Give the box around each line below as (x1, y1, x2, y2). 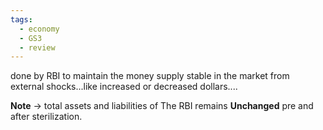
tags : (10, 14, 33, 25)
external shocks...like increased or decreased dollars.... (10, 81, 238, 93)
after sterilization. (10, 111, 83, 123)
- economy (19, 24, 60, 34)
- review (19, 42, 56, 53)
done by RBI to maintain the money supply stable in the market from (10, 70, 290, 82)
